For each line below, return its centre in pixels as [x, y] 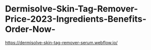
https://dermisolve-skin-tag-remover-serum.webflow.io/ [61, 42]
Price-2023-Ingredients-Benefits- [76, 19]
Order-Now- [30, 29]
